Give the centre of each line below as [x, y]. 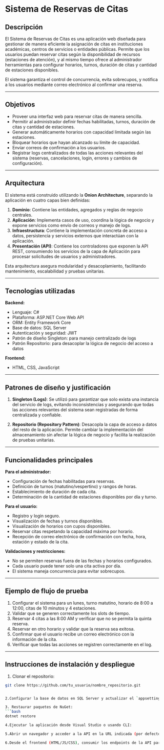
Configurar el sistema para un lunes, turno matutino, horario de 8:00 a [82, 603]
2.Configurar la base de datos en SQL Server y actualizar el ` [72, 698]
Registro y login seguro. [36, 516]
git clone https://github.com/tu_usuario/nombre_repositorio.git [73, 685]
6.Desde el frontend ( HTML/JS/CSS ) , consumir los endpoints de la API [78, 743]
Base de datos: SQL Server [39, 328]
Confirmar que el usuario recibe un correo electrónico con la [73, 634]
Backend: [15, 303]
